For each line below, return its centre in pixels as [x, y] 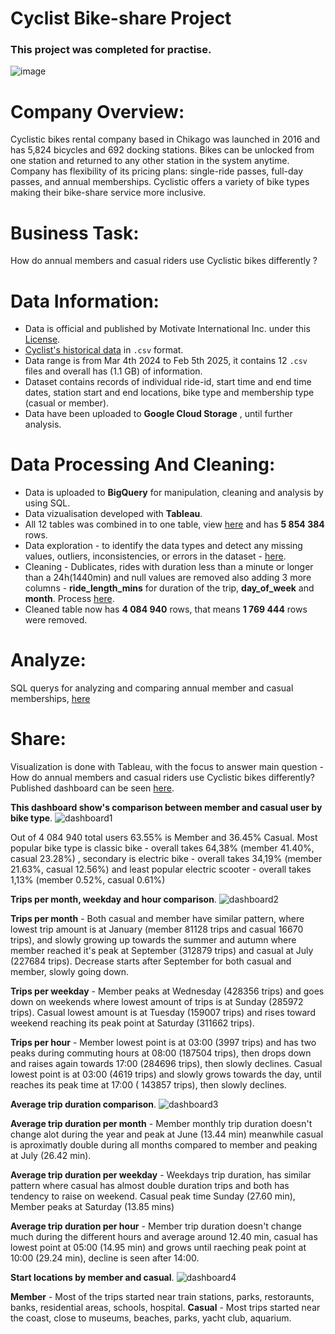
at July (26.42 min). [51, 1156]
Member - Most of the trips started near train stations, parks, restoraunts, [162, 1297]
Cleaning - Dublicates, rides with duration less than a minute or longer [169, 567]
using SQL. [47, 503]
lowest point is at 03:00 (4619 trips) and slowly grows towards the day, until [166, 1074]
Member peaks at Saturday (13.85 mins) [92, 1207]
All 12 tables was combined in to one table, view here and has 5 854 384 [174, 524]
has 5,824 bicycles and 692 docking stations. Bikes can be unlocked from [162, 150]
